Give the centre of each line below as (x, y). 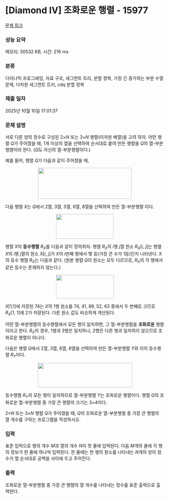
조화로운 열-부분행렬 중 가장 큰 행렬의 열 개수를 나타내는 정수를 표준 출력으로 (80, 485)
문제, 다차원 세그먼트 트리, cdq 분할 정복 (45, 85)
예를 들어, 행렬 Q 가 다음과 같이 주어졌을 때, (47, 160)
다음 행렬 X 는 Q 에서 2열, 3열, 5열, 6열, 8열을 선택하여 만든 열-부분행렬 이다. (80, 207)
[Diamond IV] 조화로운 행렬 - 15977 (77, 10)
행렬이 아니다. (32, 338)
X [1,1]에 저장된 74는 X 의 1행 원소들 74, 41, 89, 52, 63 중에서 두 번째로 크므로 (80, 306)
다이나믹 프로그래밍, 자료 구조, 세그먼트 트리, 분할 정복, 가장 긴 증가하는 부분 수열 (84, 78)
